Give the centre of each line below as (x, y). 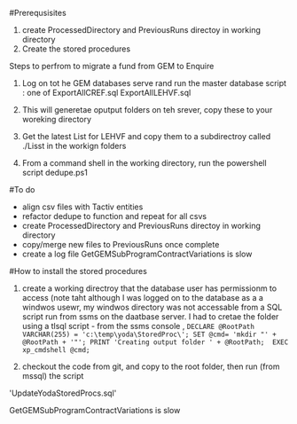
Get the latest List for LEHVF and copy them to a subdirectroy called (146, 136)
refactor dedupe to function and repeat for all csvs (114, 216)
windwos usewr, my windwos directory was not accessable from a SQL (152, 307)
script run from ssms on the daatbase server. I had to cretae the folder (150, 317)
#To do (22, 189)
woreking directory (56, 119)
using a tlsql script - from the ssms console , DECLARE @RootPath (138, 326)
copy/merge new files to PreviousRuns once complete (121, 244)
